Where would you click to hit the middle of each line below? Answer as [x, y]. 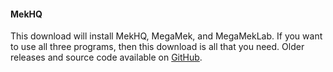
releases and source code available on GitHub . [106, 57]
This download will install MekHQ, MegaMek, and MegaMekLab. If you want [166, 36]
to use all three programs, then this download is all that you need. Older [157, 47]
